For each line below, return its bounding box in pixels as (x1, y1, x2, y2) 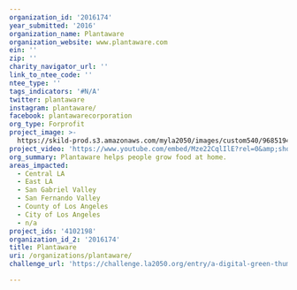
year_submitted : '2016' (9, 21, 97, 30)
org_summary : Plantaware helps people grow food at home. (9, 152, 227, 162)
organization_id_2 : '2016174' (9, 235, 121, 244)
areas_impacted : (9, 161, 69, 170)
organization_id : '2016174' (9, 12, 113, 22)
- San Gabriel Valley (17, 186, 97, 195)
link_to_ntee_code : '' (9, 71, 93, 80)
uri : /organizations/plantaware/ (9, 251, 133, 261)
